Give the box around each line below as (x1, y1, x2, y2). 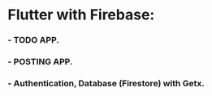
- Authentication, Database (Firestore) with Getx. (7, 77, 205, 89)
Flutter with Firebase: (7, 6, 155, 24)
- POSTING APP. (7, 56, 73, 68)
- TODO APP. (7, 35, 60, 46)
